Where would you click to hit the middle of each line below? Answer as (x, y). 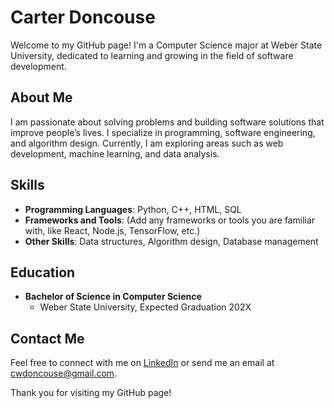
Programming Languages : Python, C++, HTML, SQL (133, 209)
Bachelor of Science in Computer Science (113, 297)
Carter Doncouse (83, 17)
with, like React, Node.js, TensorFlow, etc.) (112, 230)
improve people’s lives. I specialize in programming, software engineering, (163, 132)
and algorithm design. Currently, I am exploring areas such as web (147, 143)
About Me (41, 97)
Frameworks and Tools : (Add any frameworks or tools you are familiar (170, 220)
